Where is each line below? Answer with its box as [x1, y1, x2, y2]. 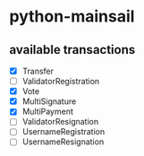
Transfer [21, 65, 55, 76]
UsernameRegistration [21, 126, 106, 137]
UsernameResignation [21, 136, 105, 147]
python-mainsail [9, 6, 135, 27]
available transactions [9, 42, 136, 57]
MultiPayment [21, 106, 74, 117]
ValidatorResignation [21, 117, 99, 127]
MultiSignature [21, 96, 77, 107]
